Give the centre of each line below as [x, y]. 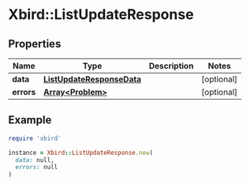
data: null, [35, 160]
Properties [35, 44]
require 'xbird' [35, 138]
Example [30, 120]
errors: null [37, 168]
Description [171, 66]
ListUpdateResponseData [92, 79]
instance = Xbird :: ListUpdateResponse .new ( [81, 153]
